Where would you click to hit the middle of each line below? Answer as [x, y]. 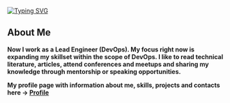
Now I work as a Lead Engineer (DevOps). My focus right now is [101, 49]
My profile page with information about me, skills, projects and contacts [114, 85]
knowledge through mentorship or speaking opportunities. [94, 71]
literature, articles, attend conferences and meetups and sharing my [108, 64]
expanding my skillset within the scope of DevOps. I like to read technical [115, 56]
